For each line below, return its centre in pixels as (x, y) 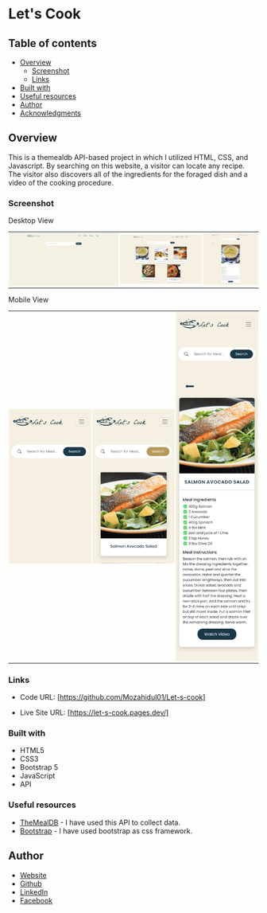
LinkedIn (34, 892)
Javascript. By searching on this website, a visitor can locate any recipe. (126, 166)
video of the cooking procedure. (61, 182)
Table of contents (52, 43)
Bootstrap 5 (39, 767)
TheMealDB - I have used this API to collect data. (100, 822)
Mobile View (29, 300)
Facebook (36, 900)
